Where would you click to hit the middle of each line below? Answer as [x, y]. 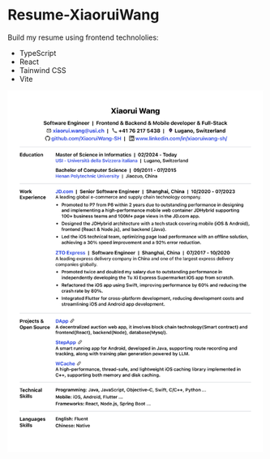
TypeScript [38, 53]
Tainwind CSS [43, 70]
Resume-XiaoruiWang [84, 15]
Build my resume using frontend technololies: [83, 37]
